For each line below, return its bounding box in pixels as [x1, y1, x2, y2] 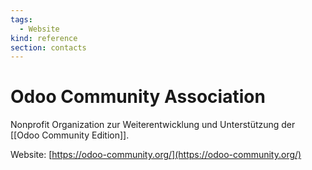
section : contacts [10, 42, 87, 53]
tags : [10, 14, 33, 25]
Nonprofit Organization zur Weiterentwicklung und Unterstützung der [10, 119, 296, 131]
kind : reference [10, 33, 78, 43]
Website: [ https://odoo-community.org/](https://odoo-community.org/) [10, 149, 302, 161]
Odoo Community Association [10, 86, 266, 108]
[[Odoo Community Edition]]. [10, 129, 130, 141]
